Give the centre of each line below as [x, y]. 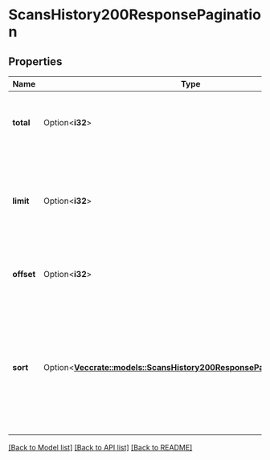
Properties [35, 61]
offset [24, 274]
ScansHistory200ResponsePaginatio [135, 15]
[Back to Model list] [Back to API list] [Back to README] [100, 448]
